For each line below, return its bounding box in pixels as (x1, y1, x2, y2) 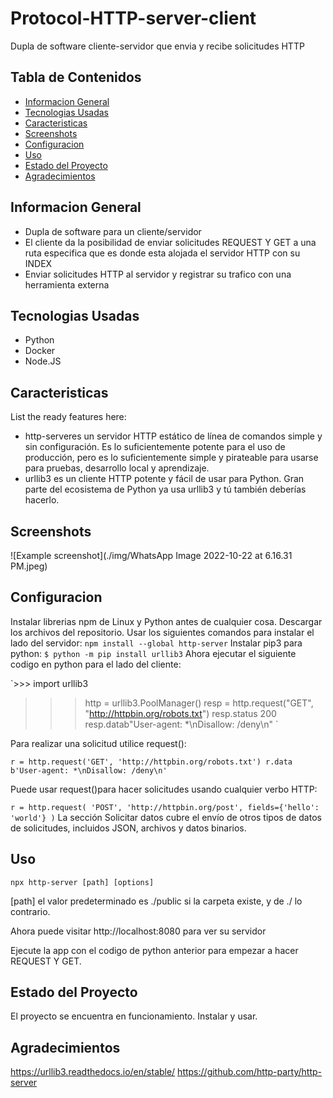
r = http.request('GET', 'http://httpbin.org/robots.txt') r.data (10, 757, 293, 767)
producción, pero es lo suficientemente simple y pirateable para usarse (24, 452, 319, 464)
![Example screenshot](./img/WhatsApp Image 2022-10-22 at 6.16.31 (10, 550, 293, 561)
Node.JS (24, 355, 62, 367)
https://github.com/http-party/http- (177, 1066, 322, 1078)
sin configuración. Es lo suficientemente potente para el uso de (24, 441, 286, 453)
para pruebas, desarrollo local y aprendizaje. (24, 462, 210, 474)
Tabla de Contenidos (10, 69, 142, 86)
